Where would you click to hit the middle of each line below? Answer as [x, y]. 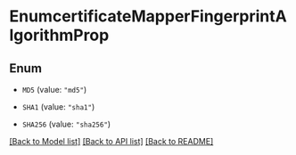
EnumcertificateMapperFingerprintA [148, 16]
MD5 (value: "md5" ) [54, 90]
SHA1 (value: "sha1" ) [58, 107]
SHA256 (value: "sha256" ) [66, 124]
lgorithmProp [59, 35]
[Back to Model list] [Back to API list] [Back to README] [111, 141]
